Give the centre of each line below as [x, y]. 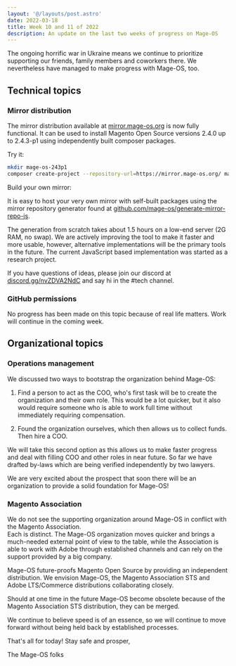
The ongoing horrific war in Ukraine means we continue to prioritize [105, 53]
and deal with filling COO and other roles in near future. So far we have [110, 457]
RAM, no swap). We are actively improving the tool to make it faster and [111, 237]
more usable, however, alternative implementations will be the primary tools [117, 244]
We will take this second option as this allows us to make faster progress [112, 449]
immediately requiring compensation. [71, 415]
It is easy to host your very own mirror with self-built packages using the [112, 200]
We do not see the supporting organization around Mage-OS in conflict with [117, 519]
